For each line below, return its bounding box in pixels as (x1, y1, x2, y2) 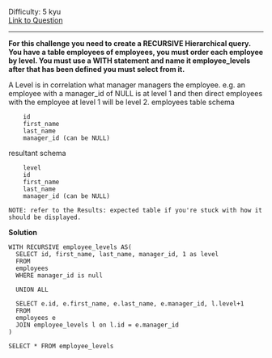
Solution (8, 228, 38, 237)
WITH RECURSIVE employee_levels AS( (8, 243, 132, 251)
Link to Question (8, 15, 63, 25)
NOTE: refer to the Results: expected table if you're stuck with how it (8, 206, 263, 214)
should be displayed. (8, 213, 82, 221)
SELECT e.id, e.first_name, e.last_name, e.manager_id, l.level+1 (15, 300, 244, 308)
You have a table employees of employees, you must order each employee (8, 48, 264, 57)
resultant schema (8, 149, 66, 158)
